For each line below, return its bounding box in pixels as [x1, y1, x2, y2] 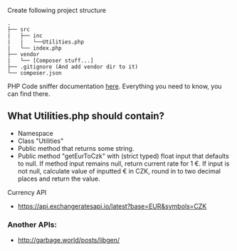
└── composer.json [7, 70, 62, 77]
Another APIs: [7, 220, 57, 230]
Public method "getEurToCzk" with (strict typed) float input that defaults [17, 151, 229, 160]
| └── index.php [7, 45, 62, 52]
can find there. [7, 90, 51, 98]
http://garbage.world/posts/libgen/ [17, 236, 120, 245]
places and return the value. [17, 174, 100, 183]
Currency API [7, 188, 47, 196]
